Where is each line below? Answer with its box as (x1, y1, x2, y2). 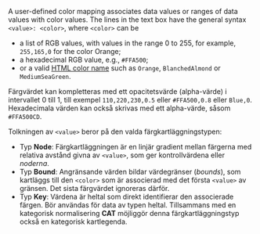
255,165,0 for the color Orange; (19, 47, 121, 56)
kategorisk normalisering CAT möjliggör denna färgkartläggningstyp (19, 209, 240, 218)
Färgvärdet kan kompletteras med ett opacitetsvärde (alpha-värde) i (8, 87, 227, 96)
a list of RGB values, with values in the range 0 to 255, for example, (19, 38, 237, 48)
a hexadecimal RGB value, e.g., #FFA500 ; (19, 55, 149, 64)
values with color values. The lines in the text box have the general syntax (8, 15, 247, 24)
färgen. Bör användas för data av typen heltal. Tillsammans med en (19, 200, 237, 210)
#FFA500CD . (8, 112, 42, 121)
